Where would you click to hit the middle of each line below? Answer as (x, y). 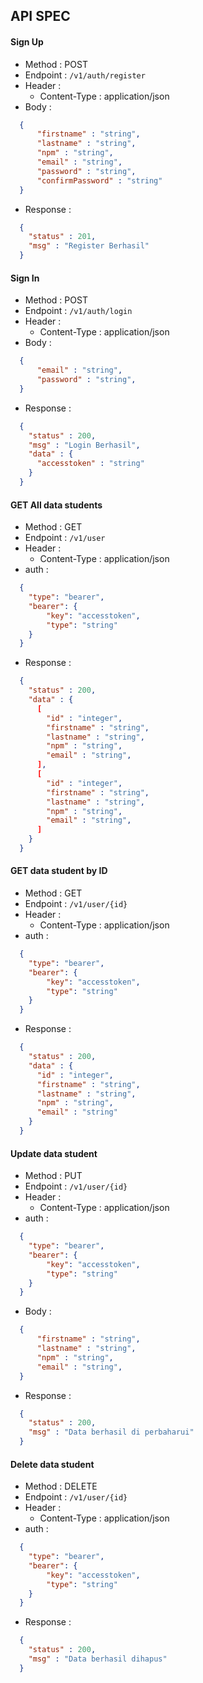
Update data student (54, 1153)
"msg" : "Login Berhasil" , (84, 445)
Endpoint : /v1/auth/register (85, 75)
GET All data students (56, 505)
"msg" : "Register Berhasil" (89, 246)
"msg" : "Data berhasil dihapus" (98, 1659)
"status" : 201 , (62, 237)
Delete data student (52, 1464)
